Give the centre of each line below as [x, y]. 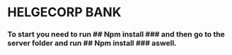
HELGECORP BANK [64, 12]
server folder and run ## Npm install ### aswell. [92, 43]
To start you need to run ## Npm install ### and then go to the [116, 35]
